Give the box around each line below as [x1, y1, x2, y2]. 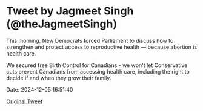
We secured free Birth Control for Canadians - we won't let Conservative [6, 62, 188, 69]
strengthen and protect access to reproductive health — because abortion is [6, 43, 198, 51]
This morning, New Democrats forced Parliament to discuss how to [6, 37, 174, 44]
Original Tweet [6, 98, 43, 105]
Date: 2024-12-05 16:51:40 [6, 86, 73, 93]
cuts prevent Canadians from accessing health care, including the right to [6, 68, 190, 75]
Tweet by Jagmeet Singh [6, 4, 134, 18]
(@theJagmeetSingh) [6, 17, 117, 31]
